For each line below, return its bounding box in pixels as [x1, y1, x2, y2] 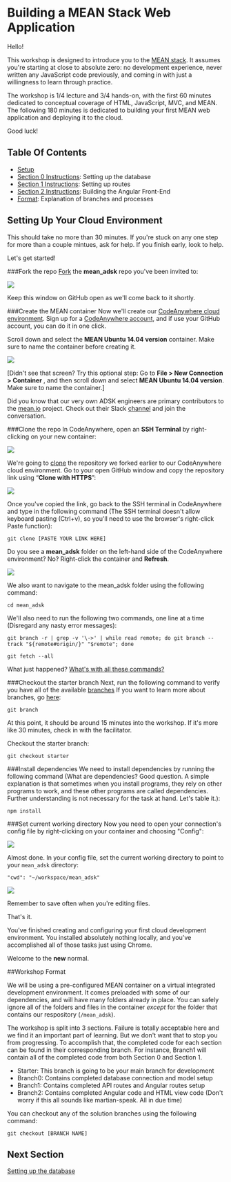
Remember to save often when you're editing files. [7, 899, 150, 907]
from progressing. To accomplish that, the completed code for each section [7, 1038, 222, 1046]
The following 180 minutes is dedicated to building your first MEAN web [7, 106, 210, 114]
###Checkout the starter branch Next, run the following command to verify [7, 678, 221, 686]
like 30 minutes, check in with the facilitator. [7, 726, 132, 734]
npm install [7, 807, 41, 814]
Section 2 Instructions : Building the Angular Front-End [17, 187, 171, 195]
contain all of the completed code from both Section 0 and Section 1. [7, 1053, 202, 1061]
